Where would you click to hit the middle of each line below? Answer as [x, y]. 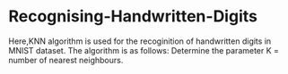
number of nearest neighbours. [66, 60]
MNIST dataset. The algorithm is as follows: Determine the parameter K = [144, 50]
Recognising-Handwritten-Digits [133, 16]
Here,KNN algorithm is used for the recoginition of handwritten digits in [140, 41]
